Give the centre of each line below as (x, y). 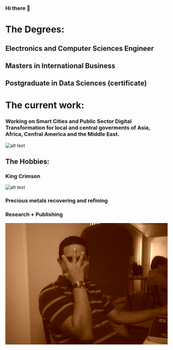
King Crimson (23, 176)
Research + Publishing (34, 214)
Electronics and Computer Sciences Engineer (80, 48)
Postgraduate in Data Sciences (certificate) (76, 84)
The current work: (45, 105)
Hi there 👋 (18, 8)
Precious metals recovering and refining (57, 201)
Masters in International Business (60, 66)
